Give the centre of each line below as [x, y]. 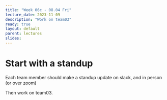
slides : [13, 39]
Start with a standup [49, 63]
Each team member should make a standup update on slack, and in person [84, 77]
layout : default [22, 29]
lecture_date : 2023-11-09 [33, 15]
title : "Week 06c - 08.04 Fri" [38, 10]
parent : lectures [24, 34]
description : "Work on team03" [38, 19]
